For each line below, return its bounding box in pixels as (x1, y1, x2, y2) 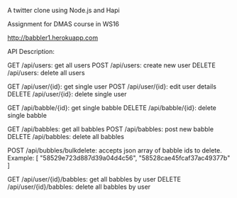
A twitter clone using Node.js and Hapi (7, 6, 120, 14)
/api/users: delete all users (7, 69, 85, 77)
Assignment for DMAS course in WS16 (7, 20, 119, 28)
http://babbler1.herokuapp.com (7, 33, 98, 42)
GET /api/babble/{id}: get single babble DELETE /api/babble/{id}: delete (7, 104, 216, 112)
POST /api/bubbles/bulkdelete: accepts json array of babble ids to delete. (7, 146, 222, 155)
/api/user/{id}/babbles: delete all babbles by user (7, 182, 151, 191)
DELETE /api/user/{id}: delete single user (7, 90, 127, 98)
